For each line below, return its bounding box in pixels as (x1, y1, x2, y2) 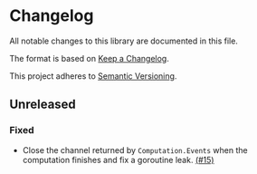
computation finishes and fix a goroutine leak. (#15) (22, 154, 214, 165)
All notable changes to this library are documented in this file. (9, 35, 238, 46)
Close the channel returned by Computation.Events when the (22, 144, 248, 155)
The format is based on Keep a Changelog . (9, 53, 169, 63)
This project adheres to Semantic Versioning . (9, 70, 177, 82)
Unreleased (9, 97, 77, 112)
